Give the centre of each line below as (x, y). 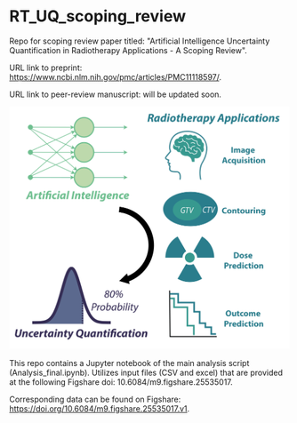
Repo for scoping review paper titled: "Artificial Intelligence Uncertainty (140, 41)
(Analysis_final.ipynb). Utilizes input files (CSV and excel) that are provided (146, 372)
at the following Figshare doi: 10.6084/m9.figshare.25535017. (121, 382)
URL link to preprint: (46, 68)
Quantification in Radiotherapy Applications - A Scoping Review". (128, 50)
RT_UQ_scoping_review (98, 16)
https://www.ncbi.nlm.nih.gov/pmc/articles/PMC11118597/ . (116, 76)
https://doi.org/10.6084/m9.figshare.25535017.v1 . (100, 408)
